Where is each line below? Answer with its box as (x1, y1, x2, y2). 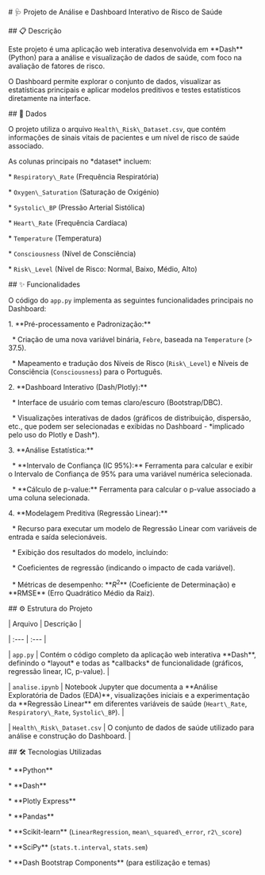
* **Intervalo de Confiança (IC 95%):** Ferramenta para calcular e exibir (11, 461, 254, 470)
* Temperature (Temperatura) (8, 233, 102, 243)
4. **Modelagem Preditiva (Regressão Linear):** (8, 508, 168, 518)
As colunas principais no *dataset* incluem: (8, 156, 152, 166)
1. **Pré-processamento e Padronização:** (8, 319, 152, 329)
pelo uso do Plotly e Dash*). (8, 430, 100, 439)
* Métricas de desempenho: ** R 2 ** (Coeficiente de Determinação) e (11, 579, 236, 589)
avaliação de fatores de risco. (8, 61, 106, 71)
